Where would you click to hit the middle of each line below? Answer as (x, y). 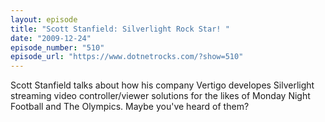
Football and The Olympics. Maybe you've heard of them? (130, 107)
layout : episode (44, 19)
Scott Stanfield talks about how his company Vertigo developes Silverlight (162, 85)
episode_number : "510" (57, 47)
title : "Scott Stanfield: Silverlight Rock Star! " (120, 29)
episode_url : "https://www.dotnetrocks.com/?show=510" (127, 57)
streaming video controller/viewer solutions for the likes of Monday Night (160, 96)
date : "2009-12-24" (51, 38)
